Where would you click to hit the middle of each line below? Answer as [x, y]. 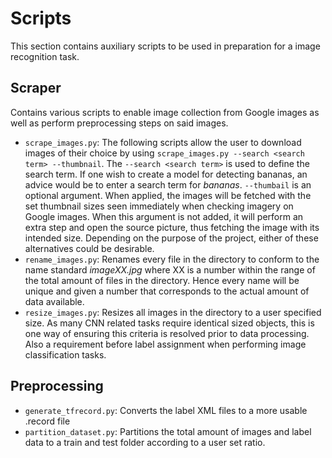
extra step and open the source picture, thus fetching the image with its [172, 227]
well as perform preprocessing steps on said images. [119, 123]
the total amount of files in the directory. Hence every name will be [162, 280]
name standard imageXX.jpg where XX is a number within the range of [170, 269]
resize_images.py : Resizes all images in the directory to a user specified [173, 312]
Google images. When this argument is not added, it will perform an [164, 216]
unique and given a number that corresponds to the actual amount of [167, 291]
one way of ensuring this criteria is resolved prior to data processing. [167, 333]
